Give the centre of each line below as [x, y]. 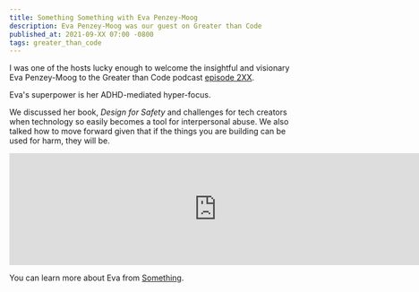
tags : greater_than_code [56, 43]
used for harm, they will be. [60, 141]
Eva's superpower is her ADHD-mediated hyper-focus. [110, 95]
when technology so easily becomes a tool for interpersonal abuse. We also [149, 122]
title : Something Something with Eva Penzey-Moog [104, 17]
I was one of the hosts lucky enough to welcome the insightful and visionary [150, 68]
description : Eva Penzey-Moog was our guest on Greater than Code [136, 26]
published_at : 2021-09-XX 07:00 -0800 [81, 34]
